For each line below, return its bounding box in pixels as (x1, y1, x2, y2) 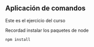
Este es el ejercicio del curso (5, 17, 66, 23)
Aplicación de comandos (5, 4, 86, 13)
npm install (5, 37, 30, 42)
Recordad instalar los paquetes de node (5, 27, 89, 33)
